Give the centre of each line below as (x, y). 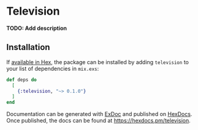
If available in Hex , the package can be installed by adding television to (97, 62)
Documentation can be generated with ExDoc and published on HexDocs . (99, 114)
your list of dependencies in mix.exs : (53, 68)
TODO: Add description (37, 28)
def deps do (21, 80)
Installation (28, 47)
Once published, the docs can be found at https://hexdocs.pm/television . (99, 121)
